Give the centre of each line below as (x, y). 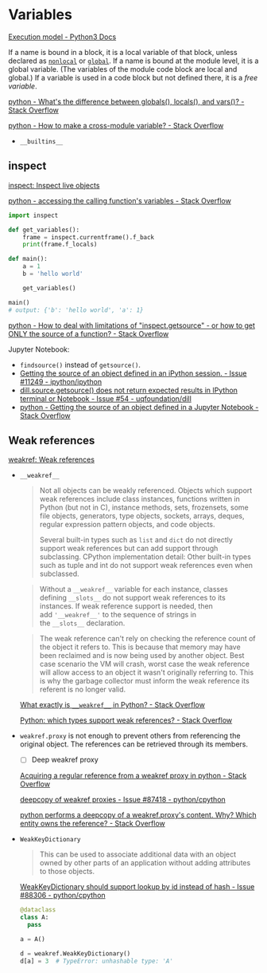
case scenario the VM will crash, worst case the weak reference (145, 664)
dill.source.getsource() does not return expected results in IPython (129, 390)
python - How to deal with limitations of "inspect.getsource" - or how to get (132, 325)
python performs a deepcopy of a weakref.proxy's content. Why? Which (138, 815)
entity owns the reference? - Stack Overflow (92, 824)
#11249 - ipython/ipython (61, 381)
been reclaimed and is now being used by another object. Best (142, 656)
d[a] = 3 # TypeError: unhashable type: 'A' (96, 961)
